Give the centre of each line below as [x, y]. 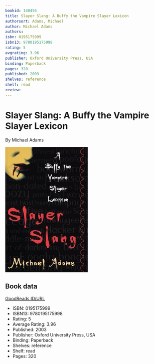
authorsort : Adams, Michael [35, 21]
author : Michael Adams [29, 27]
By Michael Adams [25, 140]
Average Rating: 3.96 [34, 324]
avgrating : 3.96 [22, 53]
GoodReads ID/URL [25, 298]
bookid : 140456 [21, 11]
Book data [21, 287]
